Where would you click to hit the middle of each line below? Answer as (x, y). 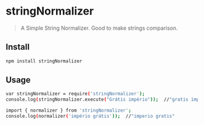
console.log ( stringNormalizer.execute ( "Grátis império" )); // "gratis (97, 100)
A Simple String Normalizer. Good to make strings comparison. (99, 28)
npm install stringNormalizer (44, 61)
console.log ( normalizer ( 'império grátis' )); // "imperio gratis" (90, 117)
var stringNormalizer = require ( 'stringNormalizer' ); (76, 94)
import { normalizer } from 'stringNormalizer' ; (69, 110)
